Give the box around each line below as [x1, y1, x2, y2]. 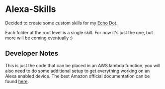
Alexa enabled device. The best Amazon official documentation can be [5, 73, 150, 79]
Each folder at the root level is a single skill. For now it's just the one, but [5, 29, 153, 35]
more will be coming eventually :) [5, 35, 73, 41]
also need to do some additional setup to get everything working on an [5, 68, 150, 74]
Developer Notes [5, 49, 59, 58]
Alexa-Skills [5, 3, 56, 15]
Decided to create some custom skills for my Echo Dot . [5, 20, 118, 26]
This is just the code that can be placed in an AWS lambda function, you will [5, 62, 161, 68]
